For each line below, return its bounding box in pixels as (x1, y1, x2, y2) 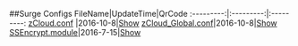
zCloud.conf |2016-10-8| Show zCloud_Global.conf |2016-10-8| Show (28, 18, 277, 28)
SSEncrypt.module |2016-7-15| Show (9, 27, 141, 37)
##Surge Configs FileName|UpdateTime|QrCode (9, 9, 188, 19)
